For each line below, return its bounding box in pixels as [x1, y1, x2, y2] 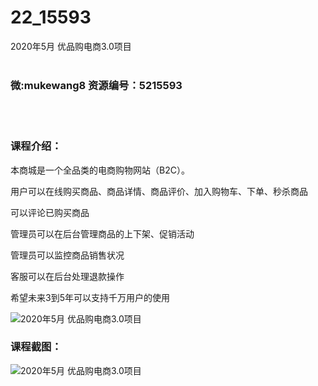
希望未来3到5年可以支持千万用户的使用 [10, 291, 170, 303]
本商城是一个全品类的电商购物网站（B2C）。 [10, 164, 190, 176]
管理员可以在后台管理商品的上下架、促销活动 [10, 227, 195, 240]
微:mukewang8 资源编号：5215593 [10, 78, 183, 92]
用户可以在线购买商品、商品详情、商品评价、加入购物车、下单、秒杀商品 [10, 185, 308, 197]
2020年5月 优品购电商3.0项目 [10, 40, 132, 52]
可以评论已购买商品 [10, 206, 90, 218]
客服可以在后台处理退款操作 [10, 270, 125, 282]
